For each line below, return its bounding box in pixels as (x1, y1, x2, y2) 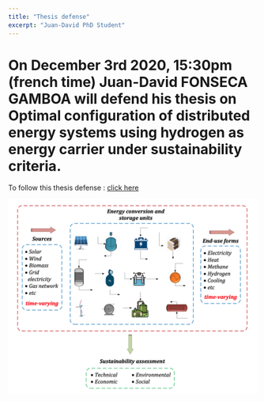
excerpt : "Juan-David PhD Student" (8, 21, 126, 29)
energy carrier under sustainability (8, 140, 243, 158)
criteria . (8, 157, 62, 175)
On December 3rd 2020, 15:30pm (8, 56, 233, 74)
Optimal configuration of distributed (8, 107, 251, 124)
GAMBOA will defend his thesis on (8, 89, 237, 108)
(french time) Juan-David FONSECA (8, 73, 248, 91)
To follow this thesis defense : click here (8, 183, 139, 193)
